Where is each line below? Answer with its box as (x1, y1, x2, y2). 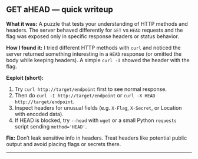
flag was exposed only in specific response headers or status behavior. (6, 32, 180, 40)
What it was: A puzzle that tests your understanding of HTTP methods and (6, 20, 189, 27)
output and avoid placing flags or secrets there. (6, 140, 121, 147)
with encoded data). (14, 110, 64, 117)
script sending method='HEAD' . (14, 123, 87, 130)
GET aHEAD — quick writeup (6, 5, 113, 15)
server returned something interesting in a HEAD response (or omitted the (6, 50, 181, 57)
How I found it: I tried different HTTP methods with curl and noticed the (6, 44, 181, 51)
